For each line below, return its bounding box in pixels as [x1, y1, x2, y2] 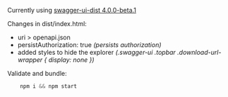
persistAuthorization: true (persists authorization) [17, 41, 162, 48]
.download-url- [177, 48, 222, 56]
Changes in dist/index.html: [7, 20, 87, 27]
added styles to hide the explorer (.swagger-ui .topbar [17, 48, 176, 56]
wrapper [17, 56, 43, 64]
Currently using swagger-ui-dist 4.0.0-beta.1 [7, 6, 136, 14]
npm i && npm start [20, 83, 78, 90]
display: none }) [48, 56, 95, 64]
